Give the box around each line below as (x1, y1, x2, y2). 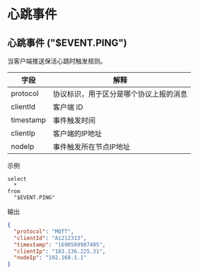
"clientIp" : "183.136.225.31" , (13, 248, 106, 255)
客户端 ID (52, 102, 83, 112)
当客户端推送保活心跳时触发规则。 (7, 57, 107, 65)
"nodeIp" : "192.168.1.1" (13, 254, 87, 261)
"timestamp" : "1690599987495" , (13, 241, 106, 248)
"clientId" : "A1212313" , (13, 234, 87, 242)
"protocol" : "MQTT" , (13, 227, 74, 235)
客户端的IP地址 (52, 129, 103, 138)
